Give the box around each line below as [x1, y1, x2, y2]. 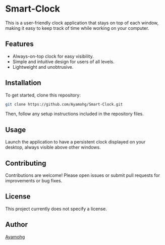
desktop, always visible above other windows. [5, 144, 101, 151]
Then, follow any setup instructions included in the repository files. [5, 111, 144, 117]
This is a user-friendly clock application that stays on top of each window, [5, 20, 159, 26]
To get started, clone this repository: [5, 92, 81, 98]
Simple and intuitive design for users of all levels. [12, 59, 115, 65]
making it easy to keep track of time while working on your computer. [5, 25, 149, 31]
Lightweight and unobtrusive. [12, 64, 74, 70]
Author [5, 220, 28, 229]
